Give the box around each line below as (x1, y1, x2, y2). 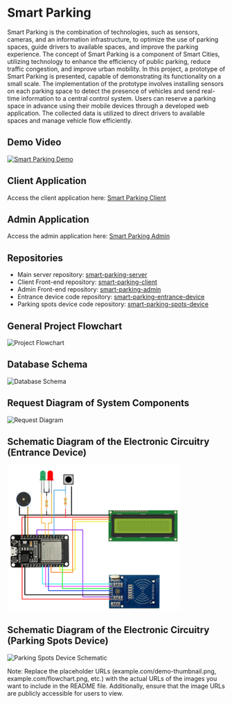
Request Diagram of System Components (7, 397, 190, 409)
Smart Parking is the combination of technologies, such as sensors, (7, 28, 199, 36)
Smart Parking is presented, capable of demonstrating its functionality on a (7, 72, 222, 81)
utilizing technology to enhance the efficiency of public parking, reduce (7, 57, 211, 65)
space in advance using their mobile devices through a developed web (7, 101, 209, 110)
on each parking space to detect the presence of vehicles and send (7, 87, 201, 95)
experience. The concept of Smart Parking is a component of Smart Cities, (7, 50, 220, 58)
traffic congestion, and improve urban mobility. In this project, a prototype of (7, 65, 226, 73)
